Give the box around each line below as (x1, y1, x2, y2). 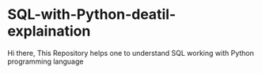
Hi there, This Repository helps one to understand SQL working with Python (7, 48, 254, 57)
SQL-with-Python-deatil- (7, 6, 177, 24)
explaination (7, 22, 91, 40)
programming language (7, 57, 84, 66)
